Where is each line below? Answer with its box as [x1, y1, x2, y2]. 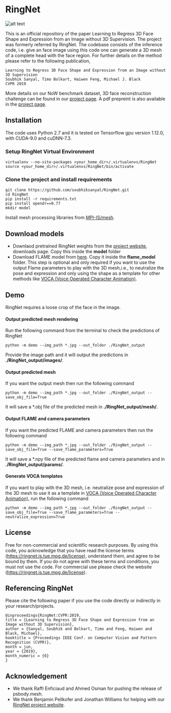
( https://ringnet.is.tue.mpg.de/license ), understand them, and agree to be [5, 553, 160, 559]
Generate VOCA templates [5, 473, 63, 479]
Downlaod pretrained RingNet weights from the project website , [12, 243, 147, 249]
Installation [5, 116, 42, 125]
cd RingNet [5, 192, 29, 197]
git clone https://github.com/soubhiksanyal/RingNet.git [5, 187, 130, 193]
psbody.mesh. [12, 691, 43, 697]
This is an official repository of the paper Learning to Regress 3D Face [5, 30, 154, 36]
